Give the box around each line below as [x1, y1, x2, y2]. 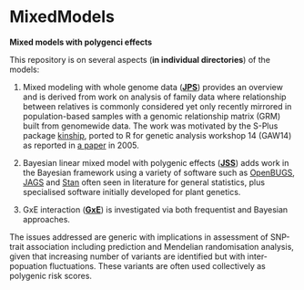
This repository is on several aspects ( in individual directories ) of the [9, 54, 271, 65]
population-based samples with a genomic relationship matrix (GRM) [22, 110, 281, 121]
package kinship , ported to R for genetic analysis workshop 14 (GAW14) [22, 129, 292, 140]
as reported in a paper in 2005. [22, 140, 139, 150]
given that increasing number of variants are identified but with [9, 251, 246, 262]
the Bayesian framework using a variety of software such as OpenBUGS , [22, 167, 296, 178]
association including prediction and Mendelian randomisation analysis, [25, 241, 294, 252]
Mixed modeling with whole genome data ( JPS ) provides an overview [22, 81, 284, 92]
